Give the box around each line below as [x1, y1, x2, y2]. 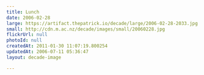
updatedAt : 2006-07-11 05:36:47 [6, 49, 89, 55]
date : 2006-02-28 [6, 15, 51, 21]
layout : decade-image [6, 54, 62, 60]
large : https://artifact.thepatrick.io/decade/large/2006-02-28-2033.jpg [6, 20, 199, 26]
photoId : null [6, 37, 43, 43]
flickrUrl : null [6, 32, 48, 38]
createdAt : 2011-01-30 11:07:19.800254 [6, 43, 108, 49]
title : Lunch [6, 9, 40, 15]
